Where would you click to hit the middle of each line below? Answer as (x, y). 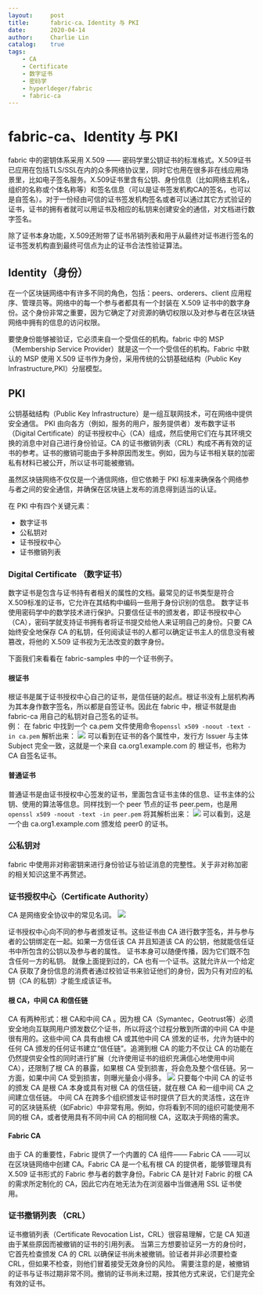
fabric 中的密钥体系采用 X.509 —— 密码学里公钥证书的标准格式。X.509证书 (130, 160)
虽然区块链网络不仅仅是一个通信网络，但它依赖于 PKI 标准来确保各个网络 (125, 479)
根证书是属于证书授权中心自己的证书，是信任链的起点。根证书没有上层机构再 (131, 697)
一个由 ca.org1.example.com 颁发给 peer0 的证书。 (90, 823)
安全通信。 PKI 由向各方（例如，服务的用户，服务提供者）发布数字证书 (122, 423)
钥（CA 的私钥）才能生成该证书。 (62, 981)
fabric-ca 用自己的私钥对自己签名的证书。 (76, 717)
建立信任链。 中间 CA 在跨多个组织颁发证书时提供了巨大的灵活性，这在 (129, 1098)
